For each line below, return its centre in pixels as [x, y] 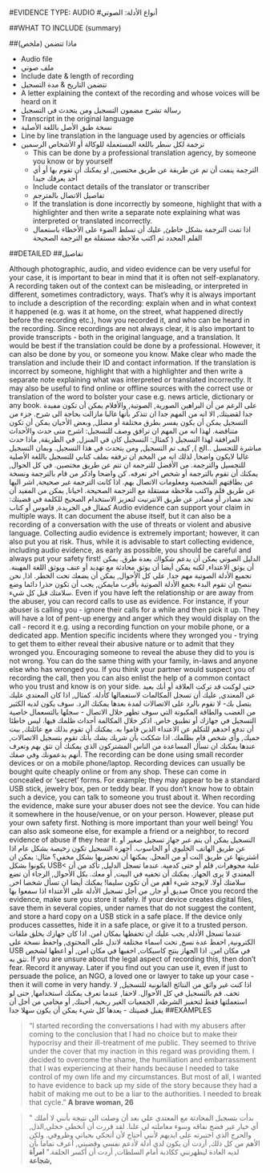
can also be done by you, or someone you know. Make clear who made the [133, 354]
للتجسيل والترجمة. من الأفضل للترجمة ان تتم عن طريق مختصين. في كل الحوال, [127, 465]
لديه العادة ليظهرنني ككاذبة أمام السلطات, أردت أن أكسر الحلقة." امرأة [134, 1152]
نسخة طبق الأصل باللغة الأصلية [66, 127]
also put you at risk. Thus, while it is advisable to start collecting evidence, [132, 542]
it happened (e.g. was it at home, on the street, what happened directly [126, 311]
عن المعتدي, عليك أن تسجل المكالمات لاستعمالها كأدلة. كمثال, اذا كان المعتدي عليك [132, 695]
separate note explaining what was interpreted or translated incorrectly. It [130, 380]
